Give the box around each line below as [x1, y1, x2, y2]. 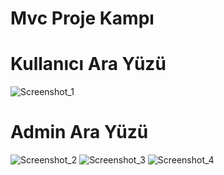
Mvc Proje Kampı [10, 7, 155, 30]
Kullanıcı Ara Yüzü [10, 53, 167, 76]
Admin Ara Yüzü [10, 121, 149, 144]
